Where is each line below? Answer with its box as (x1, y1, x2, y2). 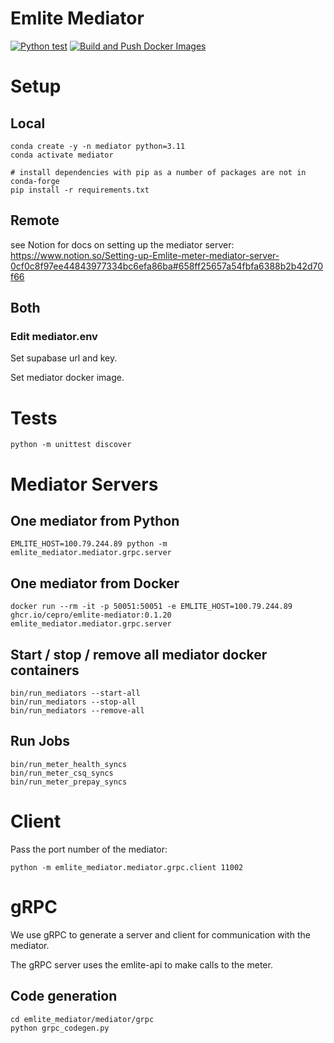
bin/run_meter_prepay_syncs (10, 777, 128, 787)
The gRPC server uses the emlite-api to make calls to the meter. (10, 958, 273, 971)
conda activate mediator (10, 150, 114, 160)
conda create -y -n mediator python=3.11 (10, 141, 186, 151)
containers (10, 662, 80, 679)
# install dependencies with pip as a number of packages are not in (10, 167, 307, 177)
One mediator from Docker (10, 575, 180, 592)
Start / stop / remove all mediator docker (10, 646, 268, 663)
